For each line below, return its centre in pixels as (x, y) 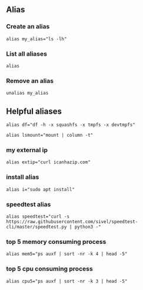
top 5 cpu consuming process (49, 269)
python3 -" (88, 227)
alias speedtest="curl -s (38, 216)
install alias (23, 177)
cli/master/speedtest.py (36, 227)
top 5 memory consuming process (56, 241)
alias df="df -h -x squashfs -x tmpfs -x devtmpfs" (71, 125)
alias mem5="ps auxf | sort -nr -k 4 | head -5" (67, 254)
